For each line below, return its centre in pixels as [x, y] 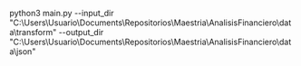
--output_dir [81, 32]
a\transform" [33, 32]
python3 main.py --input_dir [62, 13]
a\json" [23, 52]
